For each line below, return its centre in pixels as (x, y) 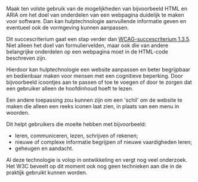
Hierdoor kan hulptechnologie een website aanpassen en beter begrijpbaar (98, 70)
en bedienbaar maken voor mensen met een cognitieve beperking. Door (95, 76)
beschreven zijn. (27, 58)
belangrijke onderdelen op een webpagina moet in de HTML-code (87, 52)
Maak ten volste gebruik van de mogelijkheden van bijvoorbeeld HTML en (97, 9)
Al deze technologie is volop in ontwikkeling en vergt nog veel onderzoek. (97, 160)
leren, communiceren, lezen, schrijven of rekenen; (76, 136)
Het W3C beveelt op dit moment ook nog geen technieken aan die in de (94, 166)
